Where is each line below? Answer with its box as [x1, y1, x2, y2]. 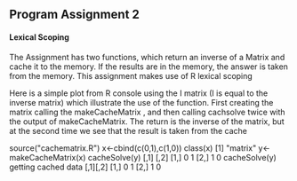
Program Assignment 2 [9, 7, 140, 22]
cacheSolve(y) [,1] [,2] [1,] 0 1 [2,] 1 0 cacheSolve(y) [87, 152, 277, 162]
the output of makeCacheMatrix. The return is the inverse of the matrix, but [9, 115, 285, 127]
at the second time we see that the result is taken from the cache [9, 125, 247, 136]
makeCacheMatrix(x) [9, 152, 86, 162]
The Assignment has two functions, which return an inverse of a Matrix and [9, 51, 285, 62]
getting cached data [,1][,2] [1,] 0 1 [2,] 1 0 [9, 161, 162, 172]
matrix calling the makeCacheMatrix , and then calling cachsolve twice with [9, 106, 286, 117]
